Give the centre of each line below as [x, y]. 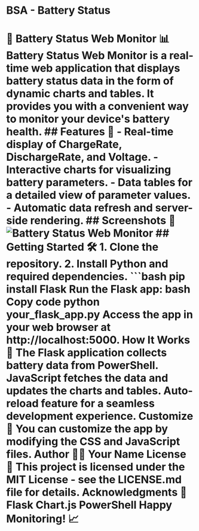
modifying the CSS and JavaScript [93, 442]
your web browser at [59, 328]
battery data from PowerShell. [82, 366]
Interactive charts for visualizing [89, 170]
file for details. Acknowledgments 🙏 [97, 492]
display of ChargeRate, [64, 145]
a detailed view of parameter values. [99, 195]
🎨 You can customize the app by [87, 429]
